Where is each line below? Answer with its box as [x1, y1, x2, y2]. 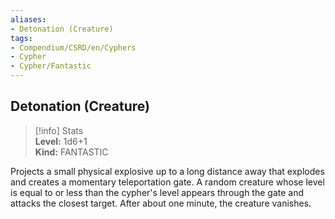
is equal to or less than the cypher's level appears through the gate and [10, 186, 305, 198]
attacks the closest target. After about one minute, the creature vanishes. [10, 197, 312, 209]
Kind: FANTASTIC [34, 146, 109, 158]
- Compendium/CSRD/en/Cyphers [10, 42, 137, 53]
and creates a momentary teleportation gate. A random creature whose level [10, 176, 325, 188]
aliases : [10, 14, 47, 25]
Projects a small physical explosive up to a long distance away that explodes [10, 165, 325, 177]
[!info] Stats [34, 124, 84, 136]
